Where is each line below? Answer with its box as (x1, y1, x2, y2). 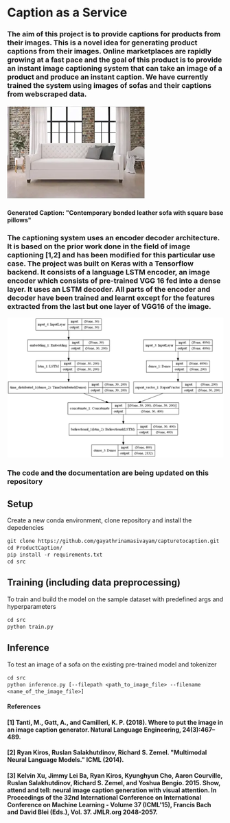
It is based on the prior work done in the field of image (7, 242, 191, 251)
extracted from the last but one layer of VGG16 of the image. (7, 302, 211, 311)
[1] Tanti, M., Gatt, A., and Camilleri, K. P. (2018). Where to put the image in (7, 718, 223, 726)
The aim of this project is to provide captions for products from (7, 30, 221, 39)
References (7, 702, 41, 711)
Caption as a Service (7, 5, 128, 21)
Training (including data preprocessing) (7, 577, 181, 588)
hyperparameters (7, 602, 56, 610)
